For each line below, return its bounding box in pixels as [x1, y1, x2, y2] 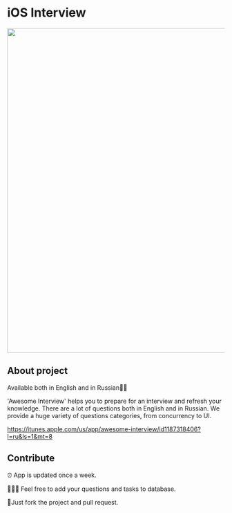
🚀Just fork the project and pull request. [7, 498, 119, 506]
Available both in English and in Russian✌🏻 [7, 383, 128, 392]
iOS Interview [7, 5, 86, 21]
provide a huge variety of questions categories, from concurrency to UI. [7, 411, 212, 420]
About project [7, 365, 68, 377]
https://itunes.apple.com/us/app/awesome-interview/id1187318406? [7, 424, 202, 433]
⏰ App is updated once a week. [7, 471, 97, 479]
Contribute [7, 452, 55, 465]
